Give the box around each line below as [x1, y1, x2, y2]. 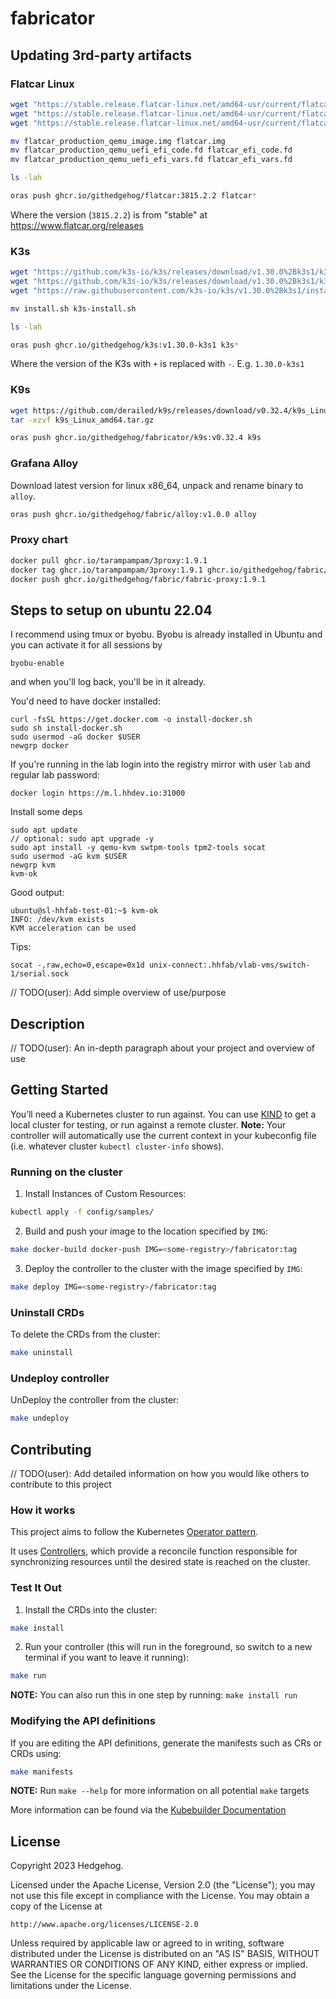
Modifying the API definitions [10, 1714, 156, 1728]
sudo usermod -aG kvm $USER [10, 852, 128, 862]
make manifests [10, 1767, 74, 1777]
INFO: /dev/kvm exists [10, 915, 105, 925]
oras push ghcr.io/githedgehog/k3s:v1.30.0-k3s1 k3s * [10, 340, 240, 350]
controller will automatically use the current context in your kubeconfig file [10, 1129, 317, 1141]
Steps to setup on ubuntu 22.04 [10, 602, 213, 619]
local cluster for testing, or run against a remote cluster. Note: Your [10, 1118, 287, 1131]
